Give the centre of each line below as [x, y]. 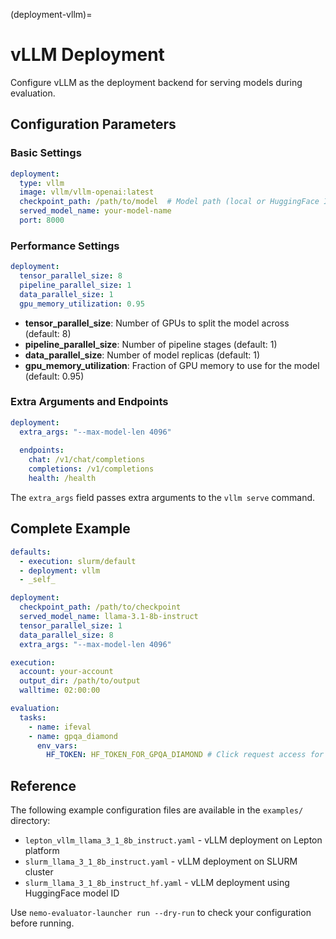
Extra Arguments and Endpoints [89, 402]
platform [42, 851]
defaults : [31, 552]
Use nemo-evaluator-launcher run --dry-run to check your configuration [161, 913]
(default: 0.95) [54, 376]
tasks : [33, 717]
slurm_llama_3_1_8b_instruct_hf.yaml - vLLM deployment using [157, 883]
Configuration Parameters [93, 124]
